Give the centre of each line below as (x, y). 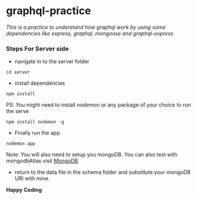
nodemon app (21, 144)
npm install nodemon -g (35, 122)
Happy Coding (24, 190)
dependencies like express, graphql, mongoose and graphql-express (90, 33)
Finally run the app (37, 133)
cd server (18, 72)
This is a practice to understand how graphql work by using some (86, 27)
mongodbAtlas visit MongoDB (42, 161)
